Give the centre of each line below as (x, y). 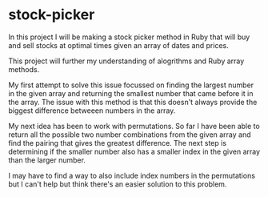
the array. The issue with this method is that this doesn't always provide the (133, 102)
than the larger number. (47, 160)
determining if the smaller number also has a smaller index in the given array (134, 151)
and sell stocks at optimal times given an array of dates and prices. (119, 45)
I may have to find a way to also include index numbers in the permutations (132, 175)
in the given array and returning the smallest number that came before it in (131, 93)
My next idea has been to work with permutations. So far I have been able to (134, 126)
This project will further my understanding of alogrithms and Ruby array (126, 61)
